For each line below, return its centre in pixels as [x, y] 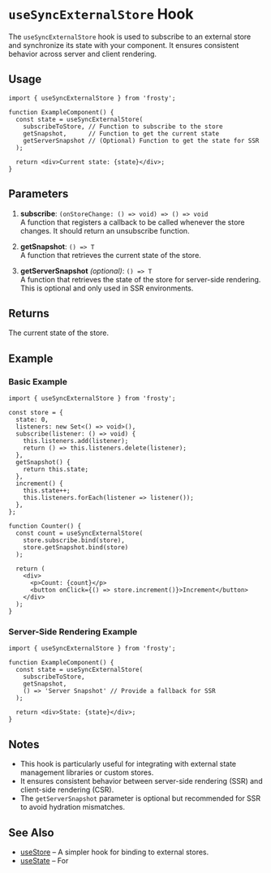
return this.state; [56, 470]
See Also [31, 832]
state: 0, [32, 420]
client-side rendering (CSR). [67, 790]
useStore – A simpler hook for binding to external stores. [114, 852]
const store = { [36, 413]
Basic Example [38, 381]
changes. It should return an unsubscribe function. [105, 230]
